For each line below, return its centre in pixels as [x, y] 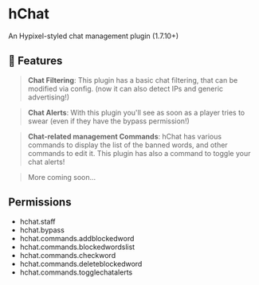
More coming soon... [62, 177]
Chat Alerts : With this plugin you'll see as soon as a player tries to [136, 112]
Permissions [40, 203]
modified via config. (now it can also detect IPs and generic [126, 88]
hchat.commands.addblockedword [77, 238]
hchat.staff [37, 221]
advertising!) [49, 97]
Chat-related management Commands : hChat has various [124, 136]
